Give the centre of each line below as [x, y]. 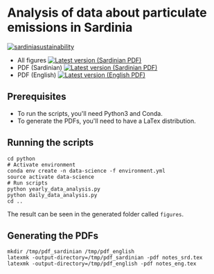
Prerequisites [37, 97]
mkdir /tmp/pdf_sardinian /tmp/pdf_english [71, 252]
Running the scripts [51, 143]
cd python [21, 159]
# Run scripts [28, 183]
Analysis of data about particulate [107, 13]
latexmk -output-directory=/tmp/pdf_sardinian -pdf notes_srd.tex [105, 258]
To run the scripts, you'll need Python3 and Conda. [90, 113]
